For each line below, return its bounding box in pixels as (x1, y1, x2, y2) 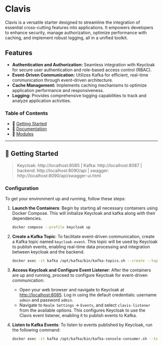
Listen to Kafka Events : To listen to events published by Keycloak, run (12, 322, 153, 328)
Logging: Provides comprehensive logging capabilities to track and (12, 92, 147, 98)
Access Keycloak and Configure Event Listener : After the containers (12, 267, 151, 273)
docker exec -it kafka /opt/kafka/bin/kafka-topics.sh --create (12, 258, 145, 263)
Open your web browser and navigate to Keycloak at (19, 286, 125, 292)
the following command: (12, 327, 61, 332)
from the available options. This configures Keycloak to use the (19, 307, 146, 313)
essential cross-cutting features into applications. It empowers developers (5, 24, 154, 30)
